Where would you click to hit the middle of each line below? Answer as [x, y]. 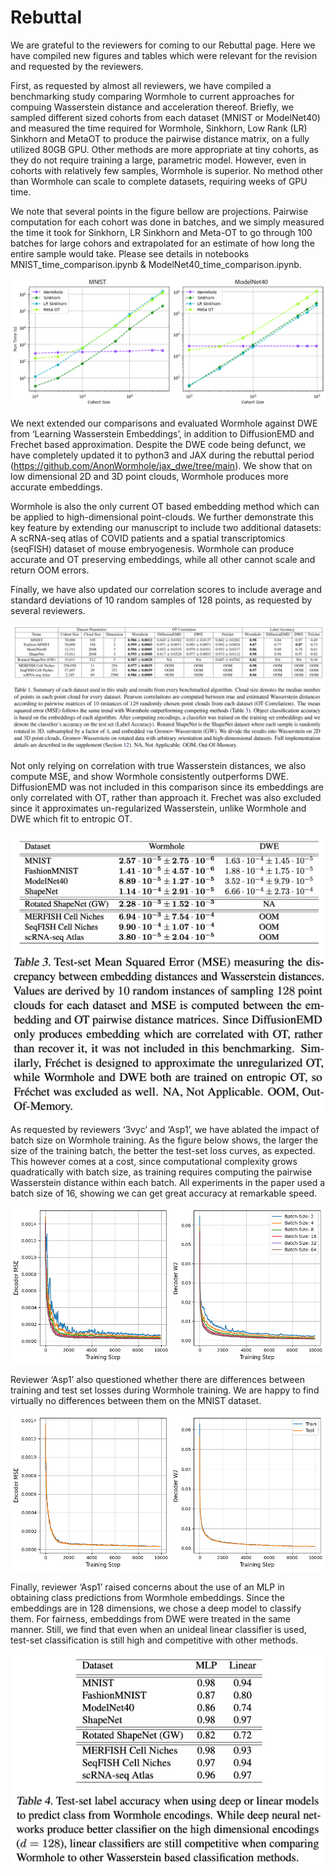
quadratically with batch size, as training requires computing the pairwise [161, 1172]
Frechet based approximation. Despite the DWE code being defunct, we [158, 444]
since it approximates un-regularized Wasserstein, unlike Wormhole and [158, 808]
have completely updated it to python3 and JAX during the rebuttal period [162, 455]
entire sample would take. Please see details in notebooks [130, 253]
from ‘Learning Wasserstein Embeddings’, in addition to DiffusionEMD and [162, 433]
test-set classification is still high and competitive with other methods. [154, 1640]
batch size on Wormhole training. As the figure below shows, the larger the [164, 1140]
